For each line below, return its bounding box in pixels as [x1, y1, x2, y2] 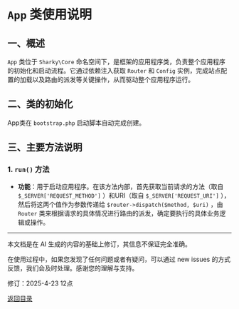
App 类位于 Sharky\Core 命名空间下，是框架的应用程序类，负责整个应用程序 [7, 58, 226, 66]
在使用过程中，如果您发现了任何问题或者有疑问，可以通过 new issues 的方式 [7, 255, 231, 263]
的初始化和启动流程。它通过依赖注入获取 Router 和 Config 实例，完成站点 [7, 66, 221, 75]
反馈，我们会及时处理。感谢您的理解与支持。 [7, 263, 139, 272]
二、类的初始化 [7, 98, 73, 111]
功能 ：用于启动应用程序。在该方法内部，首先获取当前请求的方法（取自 [17, 182, 224, 191]
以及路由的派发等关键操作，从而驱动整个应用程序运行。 [31, 76, 194, 83]
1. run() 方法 [7, 165, 50, 175]
